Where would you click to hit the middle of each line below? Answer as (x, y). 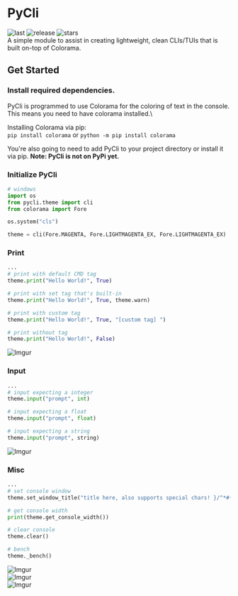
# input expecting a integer (50, 392)
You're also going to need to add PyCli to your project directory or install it (115, 148)
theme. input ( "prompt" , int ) (49, 399)
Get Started (33, 70)
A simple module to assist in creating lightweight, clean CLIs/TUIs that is (113, 40)
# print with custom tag (44, 313)
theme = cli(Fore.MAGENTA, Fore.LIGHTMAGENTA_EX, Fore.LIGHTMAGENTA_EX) (117, 235)
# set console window (39, 491)
